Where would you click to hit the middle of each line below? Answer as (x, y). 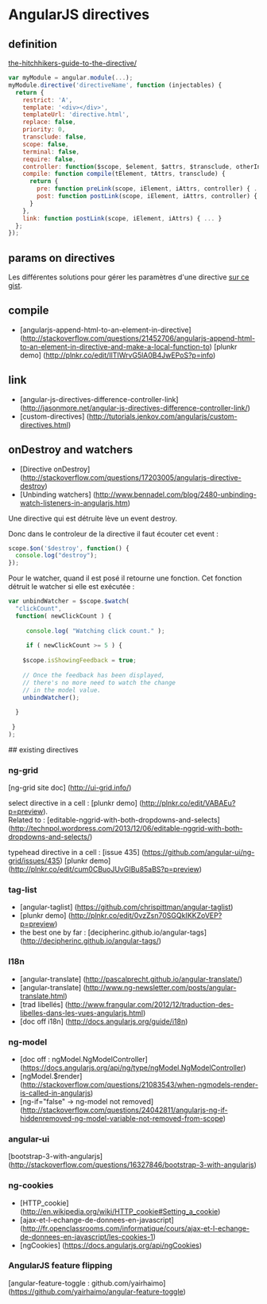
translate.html (42, 996)
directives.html (44, 424)
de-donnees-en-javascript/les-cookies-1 (86, 1236)
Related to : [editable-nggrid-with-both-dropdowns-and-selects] (114, 820)
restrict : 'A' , (48, 100)
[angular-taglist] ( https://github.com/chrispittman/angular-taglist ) (126, 907)
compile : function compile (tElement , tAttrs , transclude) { (124, 174)
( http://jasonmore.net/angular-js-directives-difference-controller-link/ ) (135, 408)
